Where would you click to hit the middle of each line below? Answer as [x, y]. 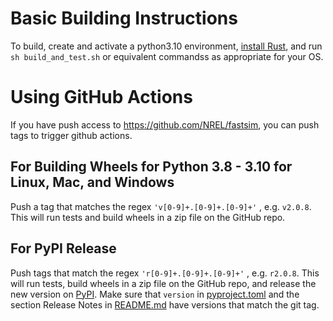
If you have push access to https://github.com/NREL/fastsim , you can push [165, 124]
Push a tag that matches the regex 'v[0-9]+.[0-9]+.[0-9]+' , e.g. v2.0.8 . [161, 206]
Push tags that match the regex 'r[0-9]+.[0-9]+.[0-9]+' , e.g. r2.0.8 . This [165, 273]
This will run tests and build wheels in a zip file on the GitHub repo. [148, 217]
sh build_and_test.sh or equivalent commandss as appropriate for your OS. [167, 56]
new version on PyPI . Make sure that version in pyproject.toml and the [155, 294]
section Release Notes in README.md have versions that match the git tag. [165, 304]
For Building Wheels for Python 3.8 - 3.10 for [151, 167]
